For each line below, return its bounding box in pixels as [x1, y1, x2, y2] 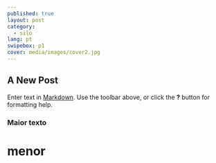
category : [7, 23, 36, 30]
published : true [7, 10, 54, 17]
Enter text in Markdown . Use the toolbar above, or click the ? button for [7, 93, 210, 101]
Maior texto [7, 117, 47, 127]
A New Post [7, 74, 59, 87]
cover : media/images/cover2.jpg [7, 49, 100, 56]
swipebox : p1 [7, 42, 45, 49]
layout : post [7, 17, 45, 24]
